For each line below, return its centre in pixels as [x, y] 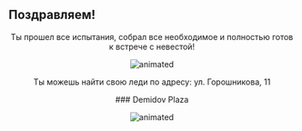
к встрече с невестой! [152, 46]
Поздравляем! [52, 15]
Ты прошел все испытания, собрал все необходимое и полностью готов [152, 36]
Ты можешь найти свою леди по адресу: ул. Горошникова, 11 [152, 82]
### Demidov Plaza [152, 99]
